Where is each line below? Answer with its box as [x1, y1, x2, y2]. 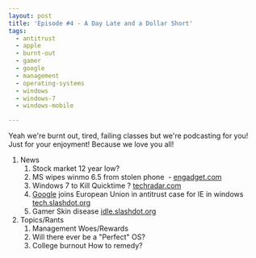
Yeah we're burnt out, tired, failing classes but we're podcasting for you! [8, 131, 249, 141]
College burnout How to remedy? [31, 241, 143, 251]
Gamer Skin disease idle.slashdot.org [31, 206, 157, 216]
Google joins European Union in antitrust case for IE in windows [31, 189, 244, 199]
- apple [15, 42, 42, 50]
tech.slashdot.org [31, 198, 91, 208]
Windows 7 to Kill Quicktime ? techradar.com [31, 181, 182, 190]
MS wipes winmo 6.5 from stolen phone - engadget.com [31, 173, 222, 182]
